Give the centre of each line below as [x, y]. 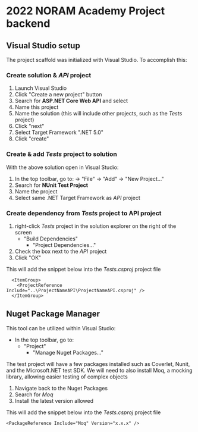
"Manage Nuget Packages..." [68, 352]
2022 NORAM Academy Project [86, 11]
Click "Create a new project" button [58, 95]
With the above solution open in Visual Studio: [62, 167]
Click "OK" [28, 258]
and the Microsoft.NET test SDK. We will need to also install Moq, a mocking [99, 370]
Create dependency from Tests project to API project [84, 213]
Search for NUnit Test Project [51, 185]
